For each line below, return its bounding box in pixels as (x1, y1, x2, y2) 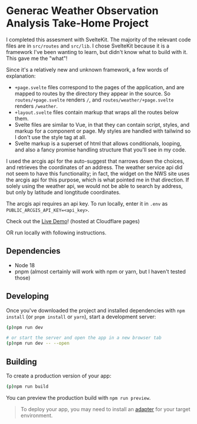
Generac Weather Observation (6, 4, 159, 18)
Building (6, 356, 37, 366)
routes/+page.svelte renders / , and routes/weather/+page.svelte (14, 96, 174, 103)
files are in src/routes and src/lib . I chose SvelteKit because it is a (6, 42, 169, 49)
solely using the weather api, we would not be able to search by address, (6, 182, 183, 189)
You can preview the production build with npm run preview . (6, 394, 151, 401)
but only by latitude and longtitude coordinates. (6, 189, 121, 196)
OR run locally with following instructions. (6, 229, 107, 236)
